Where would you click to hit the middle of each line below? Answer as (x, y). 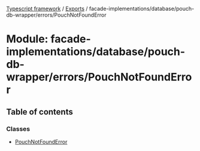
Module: (27, 39)
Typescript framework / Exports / (47, 9)
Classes (18, 129)
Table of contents (40, 112)
